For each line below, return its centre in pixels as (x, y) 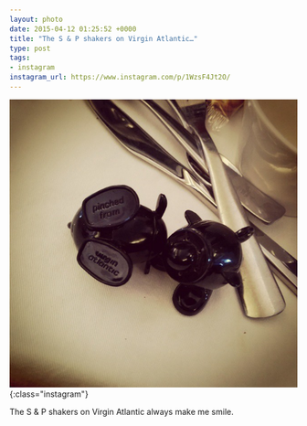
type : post (30, 48)
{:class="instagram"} (49, 394)
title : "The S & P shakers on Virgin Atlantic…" (104, 38)
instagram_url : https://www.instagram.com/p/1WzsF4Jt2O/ (120, 78)
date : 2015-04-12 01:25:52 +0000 (73, 29)
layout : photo (37, 19)
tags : (20, 58)
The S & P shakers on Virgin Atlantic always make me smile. (122, 411)
